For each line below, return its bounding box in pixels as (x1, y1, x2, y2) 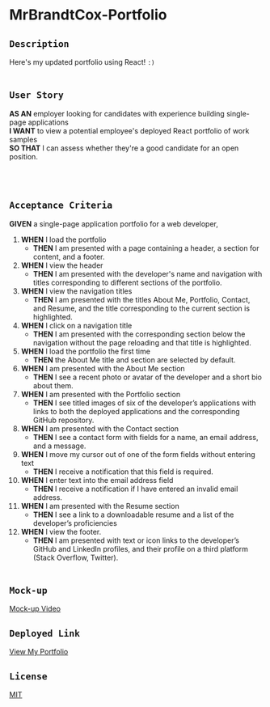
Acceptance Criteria (9, 200, 113, 211)
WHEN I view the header (20, 260, 103, 270)
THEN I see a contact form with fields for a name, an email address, (32, 432, 259, 442)
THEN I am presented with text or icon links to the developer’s (32, 536, 239, 545)
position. (9, 151, 39, 161)
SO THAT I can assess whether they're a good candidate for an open (9, 143, 239, 153)
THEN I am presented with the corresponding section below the (32, 329, 246, 339)
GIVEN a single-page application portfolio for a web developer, (9, 218, 219, 228)
